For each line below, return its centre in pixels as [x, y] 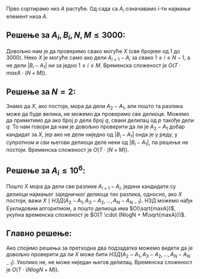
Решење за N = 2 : [41, 92]
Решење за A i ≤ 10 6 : [46, 170]
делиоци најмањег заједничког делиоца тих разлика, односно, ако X [94, 194]
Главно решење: [39, 233]
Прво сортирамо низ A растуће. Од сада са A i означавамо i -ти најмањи [99, 10]
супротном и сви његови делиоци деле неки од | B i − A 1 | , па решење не [97, 143]
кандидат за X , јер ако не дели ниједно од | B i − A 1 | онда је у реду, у [92, 135]
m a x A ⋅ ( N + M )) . [27, 73]
